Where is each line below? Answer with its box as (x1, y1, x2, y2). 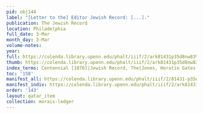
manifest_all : (6, 76, 42, 82)
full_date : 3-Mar (6, 31, 50, 37)
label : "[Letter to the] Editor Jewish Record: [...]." (6, 14, 150, 21)
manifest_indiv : (6, 82, 47, 88)
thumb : (6, 59, 23, 65)
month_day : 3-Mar (6, 37, 50, 43)
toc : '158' (6, 71, 34, 77)
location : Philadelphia (6, 25, 66, 32)
